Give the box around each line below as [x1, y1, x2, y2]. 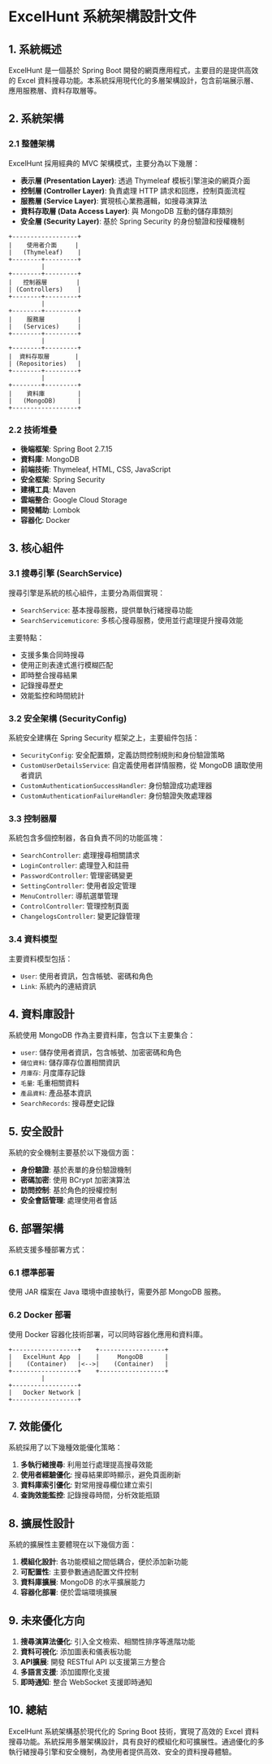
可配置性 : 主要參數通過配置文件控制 [19, 1567, 139, 1577]
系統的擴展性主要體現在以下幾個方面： [8, 1540, 136, 1549]
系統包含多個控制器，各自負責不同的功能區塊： [8, 833, 165, 843]
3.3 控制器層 [8, 812, 58, 824]
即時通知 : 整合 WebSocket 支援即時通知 [19, 1677, 153, 1688]
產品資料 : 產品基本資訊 [19, 1088, 92, 1098]
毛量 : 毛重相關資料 [19, 1078, 80, 1088]
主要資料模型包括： [8, 953, 73, 964]
